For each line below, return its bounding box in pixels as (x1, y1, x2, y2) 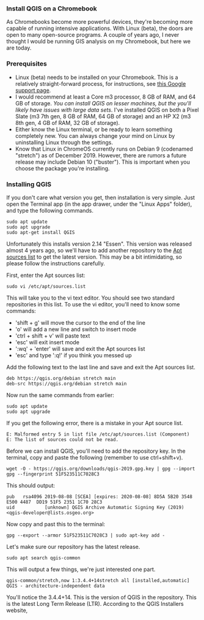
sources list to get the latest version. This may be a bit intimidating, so (6, 253, 182, 260)
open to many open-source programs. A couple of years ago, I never (6, 31, 180, 39)
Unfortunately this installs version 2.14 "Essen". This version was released (6, 240, 192, 248)
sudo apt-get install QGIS (6, 229, 75, 235)
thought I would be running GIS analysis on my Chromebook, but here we (6, 38, 191, 45)
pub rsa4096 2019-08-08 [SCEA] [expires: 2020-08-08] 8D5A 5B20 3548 (6, 493, 192, 500)
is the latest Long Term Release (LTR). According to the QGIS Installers (6, 600, 184, 607)
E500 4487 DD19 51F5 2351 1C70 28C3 (6, 499, 103, 505)
